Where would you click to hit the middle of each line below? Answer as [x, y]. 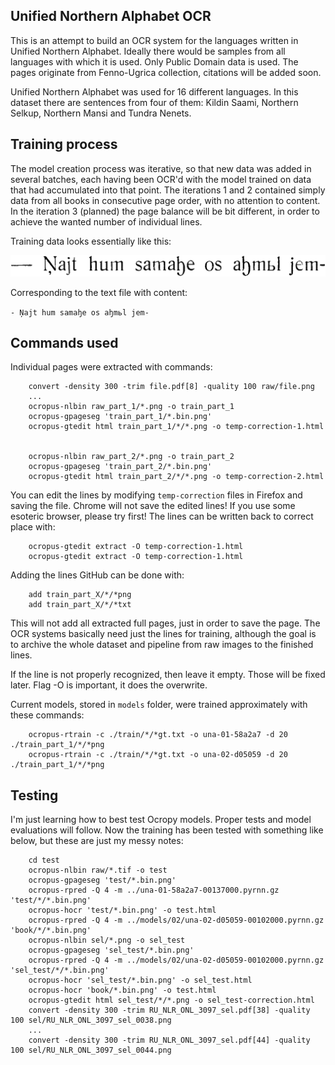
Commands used [64, 342]
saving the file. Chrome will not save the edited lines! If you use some [153, 506]
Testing [34, 795]
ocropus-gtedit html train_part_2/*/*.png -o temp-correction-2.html [176, 477]
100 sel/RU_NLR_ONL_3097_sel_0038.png [91, 1020]
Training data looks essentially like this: [91, 241]
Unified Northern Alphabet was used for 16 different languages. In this [154, 91]
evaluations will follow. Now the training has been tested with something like [167, 830]
